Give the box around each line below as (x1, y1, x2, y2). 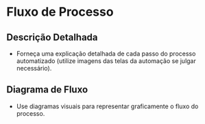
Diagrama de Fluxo (6, 84, 88, 96)
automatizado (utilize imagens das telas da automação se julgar (16, 57, 197, 65)
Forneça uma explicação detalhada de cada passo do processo (16, 49, 196, 58)
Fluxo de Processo (6, 4, 114, 20)
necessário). (16, 64, 52, 72)
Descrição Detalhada (6, 32, 98, 43)
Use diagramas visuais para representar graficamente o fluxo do (16, 102, 199, 110)
